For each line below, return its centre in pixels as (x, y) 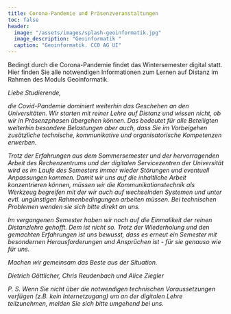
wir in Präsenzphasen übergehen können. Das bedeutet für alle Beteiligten (113, 120)
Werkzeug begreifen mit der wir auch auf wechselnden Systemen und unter (115, 192)
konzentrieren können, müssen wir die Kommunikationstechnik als (101, 185)
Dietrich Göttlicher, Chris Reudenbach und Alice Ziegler (86, 276)
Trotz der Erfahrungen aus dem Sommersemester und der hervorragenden (114, 156)
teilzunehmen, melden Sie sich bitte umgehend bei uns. (86, 303)
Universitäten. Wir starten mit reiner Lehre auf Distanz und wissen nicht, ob (114, 113)
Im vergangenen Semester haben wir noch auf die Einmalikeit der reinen (110, 220)
